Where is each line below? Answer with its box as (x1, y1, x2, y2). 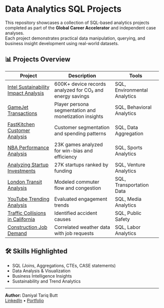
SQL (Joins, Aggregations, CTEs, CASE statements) (12, 262, 116, 268)
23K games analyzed (54, 141, 103, 148)
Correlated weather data (54, 224, 110, 231)
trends (54, 202, 69, 209)
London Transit (7, 178, 42, 185)
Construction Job (7, 224, 48, 231)
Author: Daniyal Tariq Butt (5, 292, 58, 298)
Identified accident (54, 210, 98, 216)
